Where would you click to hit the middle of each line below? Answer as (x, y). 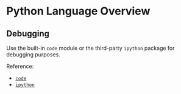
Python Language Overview (78, 11)
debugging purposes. (34, 55)
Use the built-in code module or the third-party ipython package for (90, 48)
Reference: (20, 66)
